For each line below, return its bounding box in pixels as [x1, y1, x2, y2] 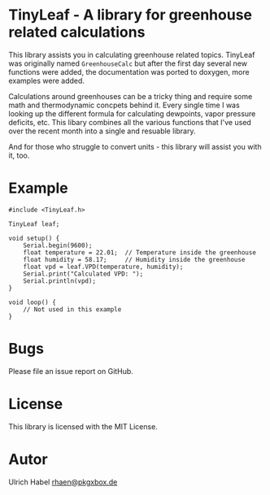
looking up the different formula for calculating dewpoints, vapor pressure [8, 108, 256, 119]
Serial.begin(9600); [23, 241, 93, 250]
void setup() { [8, 234, 60, 242]
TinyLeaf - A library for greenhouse [8, 6, 253, 24]
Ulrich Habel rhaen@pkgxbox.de [8, 477, 118, 487]
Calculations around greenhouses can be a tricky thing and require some [8, 91, 253, 101]
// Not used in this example [23, 305, 122, 314]
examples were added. [8, 76, 85, 85]
